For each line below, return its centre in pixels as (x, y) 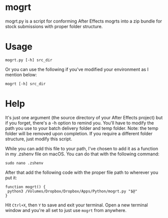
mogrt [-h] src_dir (25, 84)
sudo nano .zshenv (24, 163)
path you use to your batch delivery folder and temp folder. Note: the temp (82, 128)
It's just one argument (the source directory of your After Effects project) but (84, 117)
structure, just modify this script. (39, 139)
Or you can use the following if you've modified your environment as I (77, 69)
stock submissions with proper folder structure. (54, 26)
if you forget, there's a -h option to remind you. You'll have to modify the (79, 123)
